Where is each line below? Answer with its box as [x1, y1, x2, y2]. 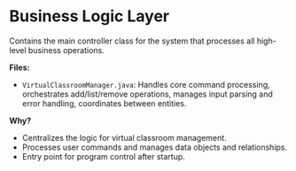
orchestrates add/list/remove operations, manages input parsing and [21, 89, 273, 99]
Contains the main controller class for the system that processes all [9, 35, 255, 46]
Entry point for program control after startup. [21, 151, 186, 161]
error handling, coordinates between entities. [21, 97, 187, 108]
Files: [9, 62, 30, 73]
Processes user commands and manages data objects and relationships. [21, 142, 288, 152]
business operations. [27, 44, 105, 55]
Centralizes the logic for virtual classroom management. [21, 132, 228, 143]
